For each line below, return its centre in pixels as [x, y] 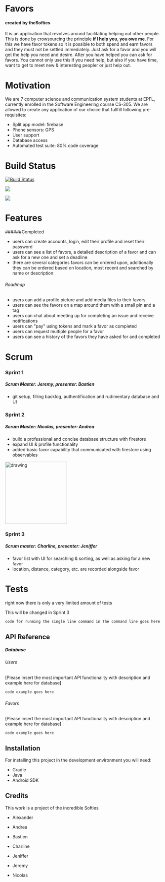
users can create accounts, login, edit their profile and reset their [78, 242]
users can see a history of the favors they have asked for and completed [86, 337]
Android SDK [25, 780]
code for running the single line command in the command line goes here [83, 622]
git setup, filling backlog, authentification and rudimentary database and [86, 397]
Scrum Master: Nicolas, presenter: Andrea [50, 427]
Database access [30, 140]
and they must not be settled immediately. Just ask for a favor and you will [81, 50]
